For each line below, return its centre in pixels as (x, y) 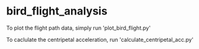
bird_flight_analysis (57, 11)
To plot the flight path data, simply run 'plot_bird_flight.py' (79, 28)
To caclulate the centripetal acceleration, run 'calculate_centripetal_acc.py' (100, 39)
